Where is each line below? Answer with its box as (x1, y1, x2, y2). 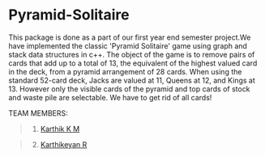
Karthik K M (40, 124, 80, 134)
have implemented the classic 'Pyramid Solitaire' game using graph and (8, 40, 247, 50)
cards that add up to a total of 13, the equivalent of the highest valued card (8, 58, 258, 68)
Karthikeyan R (40, 139, 88, 149)
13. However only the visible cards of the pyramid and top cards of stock (8, 83, 250, 94)
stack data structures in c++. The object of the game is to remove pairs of (8, 49, 255, 59)
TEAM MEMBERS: (8, 108, 69, 118)
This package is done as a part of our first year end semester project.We (8, 32, 251, 42)
